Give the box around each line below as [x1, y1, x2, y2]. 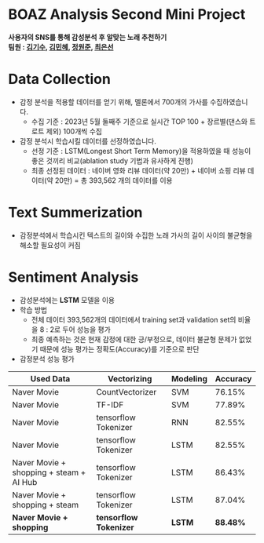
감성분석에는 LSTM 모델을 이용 [19, 295, 115, 304]
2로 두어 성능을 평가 [49, 324, 112, 334]
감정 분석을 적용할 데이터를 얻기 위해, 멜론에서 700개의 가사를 [19, 97, 208, 107]
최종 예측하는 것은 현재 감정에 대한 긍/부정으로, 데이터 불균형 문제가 [31, 334, 237, 344]
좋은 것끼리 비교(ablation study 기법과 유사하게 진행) [31, 155, 194, 166]
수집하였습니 [209, 97, 248, 107]
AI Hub [12, 476, 38, 487]
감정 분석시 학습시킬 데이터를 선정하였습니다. [19, 136, 157, 146]
